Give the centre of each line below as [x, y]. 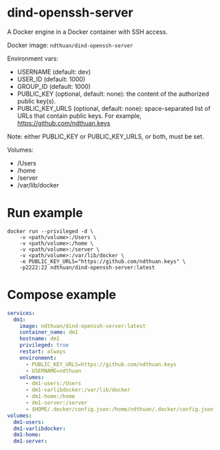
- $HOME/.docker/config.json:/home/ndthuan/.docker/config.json [119, 409]
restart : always [43, 352]
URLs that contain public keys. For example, [79, 116]
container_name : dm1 [49, 332]
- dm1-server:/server [56, 403]
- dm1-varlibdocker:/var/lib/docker [78, 390]
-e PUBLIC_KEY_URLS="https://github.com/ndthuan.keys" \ [103, 261]
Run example [45, 213]
